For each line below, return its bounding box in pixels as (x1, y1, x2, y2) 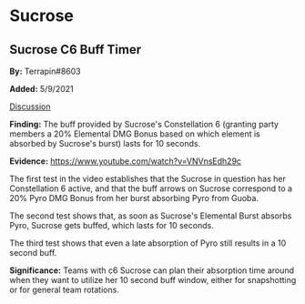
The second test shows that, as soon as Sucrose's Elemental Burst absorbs (9, 210, 292, 221)
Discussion (9, 101, 51, 112)
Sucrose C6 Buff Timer (9, 42, 142, 57)
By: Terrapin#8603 (9, 66, 81, 76)
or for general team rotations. (9, 284, 120, 295)
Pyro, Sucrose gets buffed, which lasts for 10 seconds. (9, 220, 214, 230)
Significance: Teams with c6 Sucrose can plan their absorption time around (9, 265, 294, 276)
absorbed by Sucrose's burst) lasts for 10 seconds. (9, 138, 201, 148)
